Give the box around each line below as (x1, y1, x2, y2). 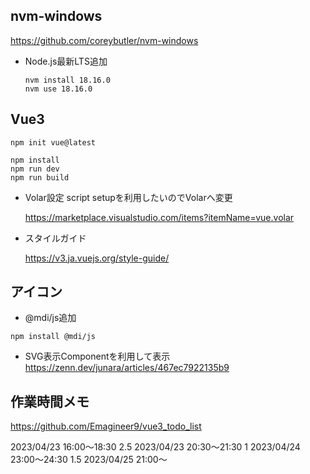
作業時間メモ (10, 393, 90, 410)
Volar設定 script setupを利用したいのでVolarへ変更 (24, 191, 233, 203)
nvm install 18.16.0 (24, 75, 111, 85)
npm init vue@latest (10, 137, 97, 148)
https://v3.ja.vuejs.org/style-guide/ (24, 252, 170, 264)
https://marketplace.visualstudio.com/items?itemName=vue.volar (24, 211, 295, 223)
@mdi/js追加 (24, 312, 77, 324)
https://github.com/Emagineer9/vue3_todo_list (10, 420, 202, 433)
